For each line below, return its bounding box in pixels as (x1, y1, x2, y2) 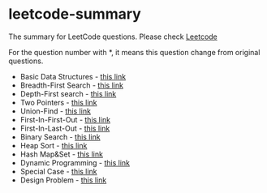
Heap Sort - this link (19, 140, 88, 150)
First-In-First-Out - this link (19, 114, 111, 124)
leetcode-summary (8, 5, 142, 24)
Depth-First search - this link (19, 88, 117, 98)
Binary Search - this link (19, 131, 101, 142)
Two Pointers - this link (19, 97, 97, 107)
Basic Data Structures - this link (19, 71, 127, 81)
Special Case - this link (19, 166, 97, 176)
